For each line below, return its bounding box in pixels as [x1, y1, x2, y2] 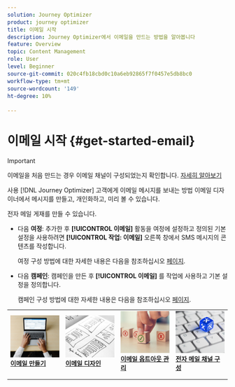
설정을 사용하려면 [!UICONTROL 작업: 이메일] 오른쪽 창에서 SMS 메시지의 [17, 233, 220, 241]
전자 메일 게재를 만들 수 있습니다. [7, 210, 97, 218]
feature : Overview [7, 41, 61, 48]
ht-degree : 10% [7, 92, 52, 99]
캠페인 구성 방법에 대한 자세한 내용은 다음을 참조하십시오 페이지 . [17, 295, 191, 304]
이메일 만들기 [10, 359, 47, 367]
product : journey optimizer [7, 18, 90, 26]
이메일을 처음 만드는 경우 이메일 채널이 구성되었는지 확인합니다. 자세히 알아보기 [7, 171, 222, 180]
